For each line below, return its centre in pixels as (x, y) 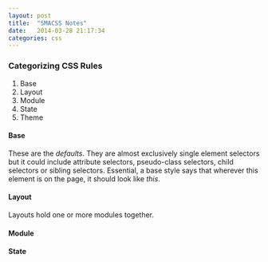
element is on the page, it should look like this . (85, 179)
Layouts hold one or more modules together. (81, 214)
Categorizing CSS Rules (55, 66)
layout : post (30, 16)
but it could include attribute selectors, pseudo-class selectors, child (121, 161)
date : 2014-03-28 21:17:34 (57, 30)
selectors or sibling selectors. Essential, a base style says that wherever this (133, 170)
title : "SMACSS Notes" (48, 23)
